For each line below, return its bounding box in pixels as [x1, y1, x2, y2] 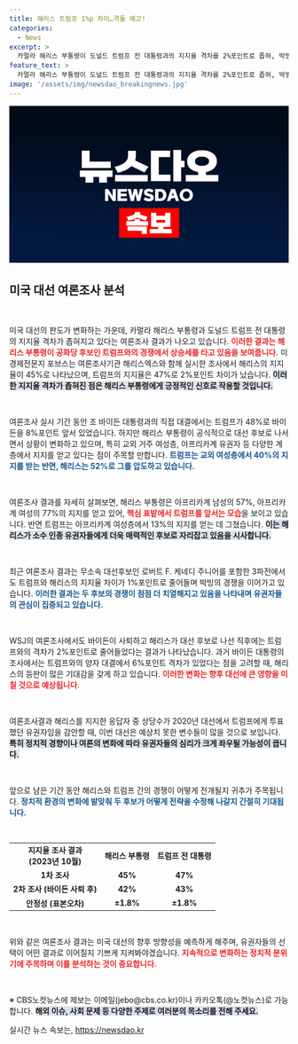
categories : [9, 23, 53, 33]
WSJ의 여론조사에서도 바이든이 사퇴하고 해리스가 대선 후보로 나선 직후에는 [9, 635, 266, 647]
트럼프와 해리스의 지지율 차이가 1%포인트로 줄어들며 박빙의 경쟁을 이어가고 [18, 577, 276, 588]
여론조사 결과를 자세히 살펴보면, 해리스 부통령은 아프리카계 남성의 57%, [9, 497, 255, 507]
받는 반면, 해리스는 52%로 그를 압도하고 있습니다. [25, 461, 195, 472]
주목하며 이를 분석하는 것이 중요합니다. [25, 959, 157, 969]
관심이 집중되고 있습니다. [18, 600, 104, 610]
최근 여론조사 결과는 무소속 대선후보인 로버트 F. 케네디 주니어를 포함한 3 [9, 566, 257, 577]
